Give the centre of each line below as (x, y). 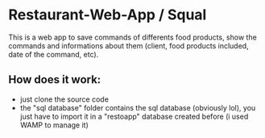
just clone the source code (64, 99)
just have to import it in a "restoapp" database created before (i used (134, 116)
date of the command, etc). (54, 54)
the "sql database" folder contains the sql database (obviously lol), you (138, 107)
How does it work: (55, 79)
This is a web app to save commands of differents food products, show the (133, 37)
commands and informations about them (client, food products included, (128, 45)
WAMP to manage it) (54, 125)
